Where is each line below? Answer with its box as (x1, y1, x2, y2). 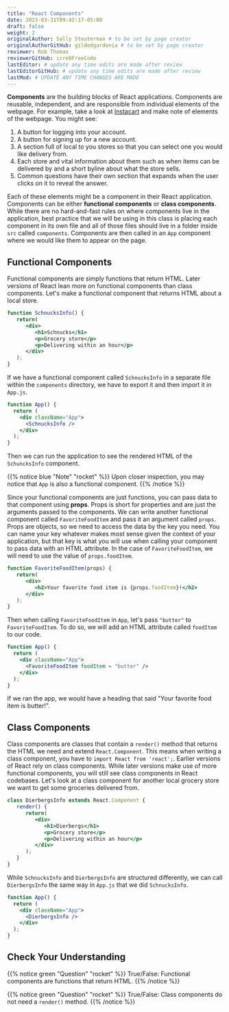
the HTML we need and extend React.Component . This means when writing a (7, 747, 221, 756)
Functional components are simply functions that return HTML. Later (7, 274, 201, 283)
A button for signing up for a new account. (16, 135, 137, 144)
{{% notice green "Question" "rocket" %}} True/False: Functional (7, 969, 191, 978)
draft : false (7, 23, 45, 30)
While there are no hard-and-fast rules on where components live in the (7, 207, 210, 215)
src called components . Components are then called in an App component (7, 229, 211, 237)
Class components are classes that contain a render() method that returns (7, 740, 218, 748)
